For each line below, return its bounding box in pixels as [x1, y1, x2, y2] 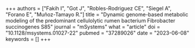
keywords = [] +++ [5, 36, 51, 42]
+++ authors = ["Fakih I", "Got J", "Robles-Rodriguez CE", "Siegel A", [5, 5, 172, 12]
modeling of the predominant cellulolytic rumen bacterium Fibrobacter [5, 17, 176, 24]
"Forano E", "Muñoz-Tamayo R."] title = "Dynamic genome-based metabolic [5, 11, 189, 18]
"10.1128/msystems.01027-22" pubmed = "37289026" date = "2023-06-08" [5, 29, 190, 36]
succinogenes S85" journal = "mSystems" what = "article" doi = [5, 23, 161, 30]
